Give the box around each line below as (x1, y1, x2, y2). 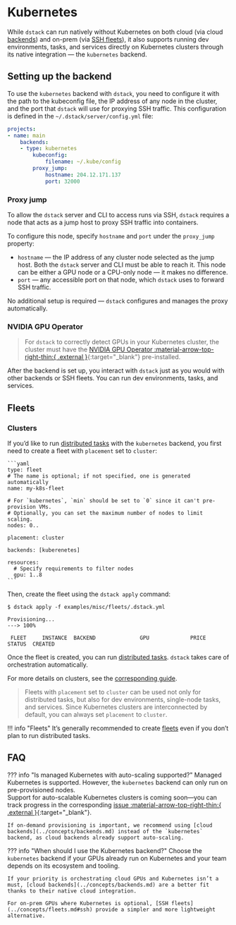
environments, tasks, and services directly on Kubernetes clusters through (7, 42, 224, 51)
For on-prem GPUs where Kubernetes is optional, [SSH (7, 900, 169, 907)
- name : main (7, 132, 46, 139)
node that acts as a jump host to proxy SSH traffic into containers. (7, 218, 199, 226)
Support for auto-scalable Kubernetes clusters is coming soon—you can (7, 793, 217, 802)
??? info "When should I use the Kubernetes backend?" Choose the (7, 846, 202, 854)
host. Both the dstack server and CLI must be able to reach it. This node (17, 260, 226, 269)
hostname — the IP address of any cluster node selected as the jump (17, 253, 215, 261)
